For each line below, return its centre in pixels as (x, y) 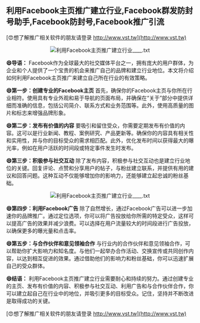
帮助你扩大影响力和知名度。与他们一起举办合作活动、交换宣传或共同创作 (100, 251)
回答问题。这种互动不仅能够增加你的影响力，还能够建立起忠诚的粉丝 (100, 176)
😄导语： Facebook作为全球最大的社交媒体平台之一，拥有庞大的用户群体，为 (100, 63)
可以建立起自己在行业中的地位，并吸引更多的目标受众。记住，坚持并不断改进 (100, 293)
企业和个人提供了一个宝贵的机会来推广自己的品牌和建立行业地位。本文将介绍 (100, 70)
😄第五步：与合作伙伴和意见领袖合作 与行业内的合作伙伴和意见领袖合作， (96, 243)
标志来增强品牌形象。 (43, 113)
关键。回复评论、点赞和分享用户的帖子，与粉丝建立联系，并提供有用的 (102, 168)
